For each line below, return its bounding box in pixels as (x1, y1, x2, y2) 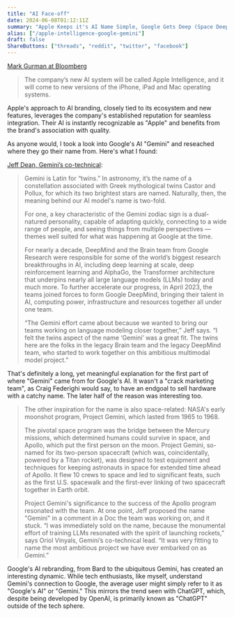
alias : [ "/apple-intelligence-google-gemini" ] (7, 29, 145, 37)
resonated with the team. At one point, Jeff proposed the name (24, 507, 205, 514)
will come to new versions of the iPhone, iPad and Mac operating (24, 83, 211, 91)
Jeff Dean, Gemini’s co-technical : (7, 161, 103, 168)
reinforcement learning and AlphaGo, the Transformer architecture (24, 268, 215, 276)
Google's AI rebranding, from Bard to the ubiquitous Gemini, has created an (7, 565, 224, 573)
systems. (24, 90, 51, 99)
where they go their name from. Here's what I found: (7, 147, 158, 155)
